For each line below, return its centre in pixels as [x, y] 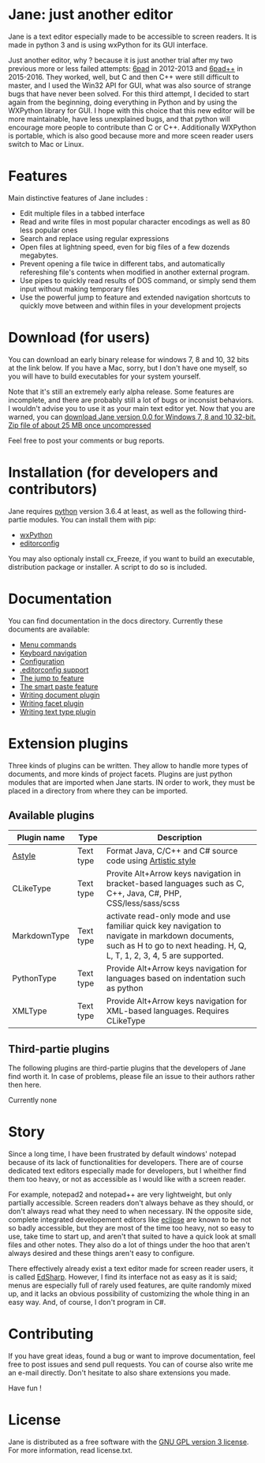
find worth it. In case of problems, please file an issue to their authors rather [132, 1077]
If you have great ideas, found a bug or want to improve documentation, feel [132, 1356]
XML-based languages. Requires [168, 1011]
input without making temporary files [79, 288]
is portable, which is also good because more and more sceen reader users [131, 135]
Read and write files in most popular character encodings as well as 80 [135, 221]
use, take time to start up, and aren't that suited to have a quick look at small [132, 1237]
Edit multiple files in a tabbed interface [82, 213]
